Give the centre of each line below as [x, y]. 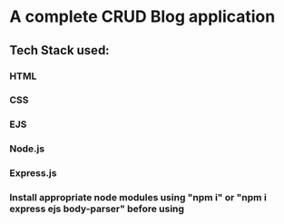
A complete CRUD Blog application [142, 17]
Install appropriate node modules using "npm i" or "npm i [138, 198]
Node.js [27, 149]
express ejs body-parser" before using [97, 209]
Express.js [33, 173]
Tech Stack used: [60, 50]
